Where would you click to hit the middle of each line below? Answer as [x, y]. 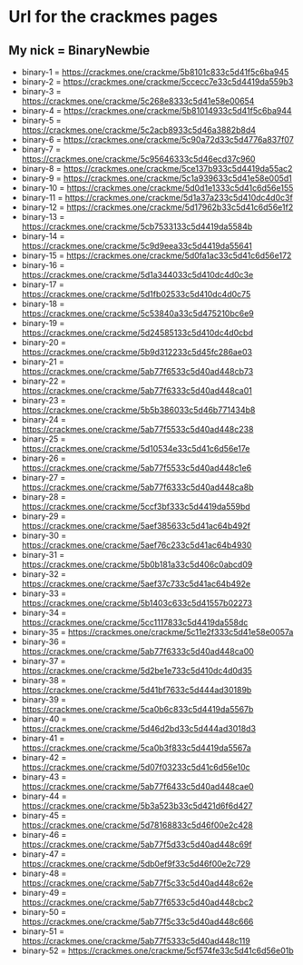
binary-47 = [44, 854]
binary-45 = [44, 816]
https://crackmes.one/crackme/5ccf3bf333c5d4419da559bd [136, 507]
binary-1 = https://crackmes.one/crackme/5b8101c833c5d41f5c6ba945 [155, 72]
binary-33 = [44, 593]
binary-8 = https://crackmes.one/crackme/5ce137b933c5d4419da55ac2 [157, 169]
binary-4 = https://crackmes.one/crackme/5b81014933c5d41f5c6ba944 [156, 110]
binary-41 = [43, 738]
